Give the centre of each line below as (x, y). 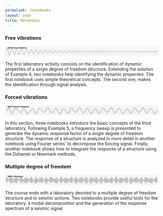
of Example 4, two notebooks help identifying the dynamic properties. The (80, 74)
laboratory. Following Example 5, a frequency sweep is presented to (73, 128)
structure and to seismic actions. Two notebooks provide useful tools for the (81, 198)
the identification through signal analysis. (46, 84)
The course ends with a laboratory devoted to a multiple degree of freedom (81, 193)
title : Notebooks (23, 20)
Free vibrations (23, 38)
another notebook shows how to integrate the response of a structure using (81, 149)
